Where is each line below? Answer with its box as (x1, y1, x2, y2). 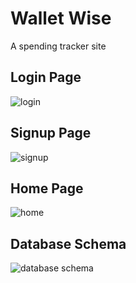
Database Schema (10, 235, 127, 252)
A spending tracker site (10, 40, 107, 52)
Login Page (10, 69, 82, 86)
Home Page (10, 180, 84, 197)
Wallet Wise (10, 7, 112, 30)
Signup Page (10, 125, 92, 142)
